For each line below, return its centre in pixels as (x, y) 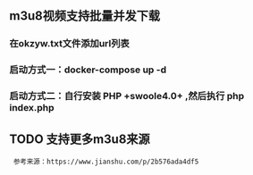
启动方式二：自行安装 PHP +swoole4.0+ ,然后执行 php (127, 96)
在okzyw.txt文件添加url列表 (69, 44)
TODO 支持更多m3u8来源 (80, 139)
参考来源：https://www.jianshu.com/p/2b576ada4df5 (106, 162)
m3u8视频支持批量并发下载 (85, 16)
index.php (32, 108)
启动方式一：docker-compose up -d (88, 70)
